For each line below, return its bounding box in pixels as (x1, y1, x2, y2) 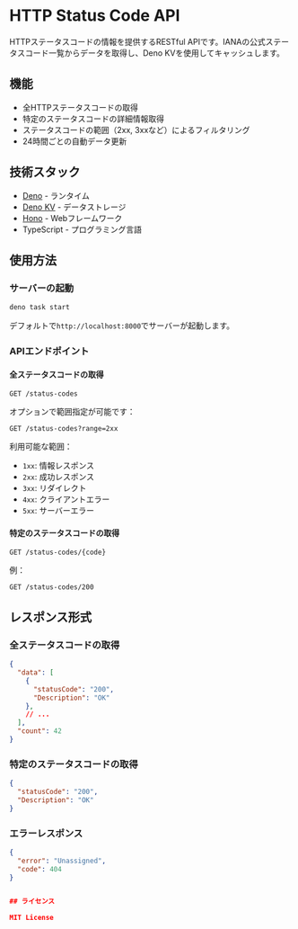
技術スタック (9, 165, 81, 180)
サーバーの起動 (9, 281, 74, 294)
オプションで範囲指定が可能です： (9, 406, 136, 417)
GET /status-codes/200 (9, 583, 94, 592)
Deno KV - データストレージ (22, 201, 127, 212)
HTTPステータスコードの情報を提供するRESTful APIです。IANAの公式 (9, 36, 267, 47)
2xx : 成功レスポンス (22, 471, 94, 482)
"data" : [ (17, 668, 54, 677)
